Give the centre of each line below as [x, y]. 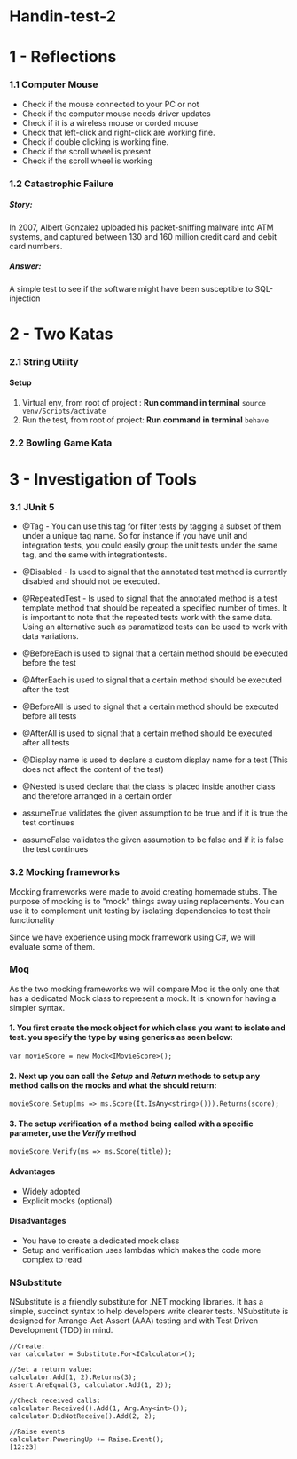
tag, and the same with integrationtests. [94, 555]
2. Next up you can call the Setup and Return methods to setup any [135, 1076]
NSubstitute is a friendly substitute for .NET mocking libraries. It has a [137, 1302]
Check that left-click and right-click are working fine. [118, 132]
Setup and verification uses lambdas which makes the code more [141, 1250]
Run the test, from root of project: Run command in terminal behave [145, 420]
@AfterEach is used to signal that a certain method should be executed [152, 680]
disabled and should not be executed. [91, 581]
